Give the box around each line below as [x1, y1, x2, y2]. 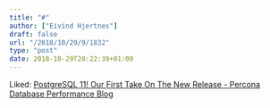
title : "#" [9, 12, 50, 22]
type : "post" [9, 46, 58, 55]
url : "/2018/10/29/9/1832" [9, 37, 110, 47]
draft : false [9, 29, 58, 38]
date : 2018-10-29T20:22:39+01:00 [9, 54, 134, 63]
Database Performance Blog [9, 88, 114, 99]
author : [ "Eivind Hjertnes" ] [9, 21, 118, 30]
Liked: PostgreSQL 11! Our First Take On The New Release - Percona [9, 79, 261, 89]
